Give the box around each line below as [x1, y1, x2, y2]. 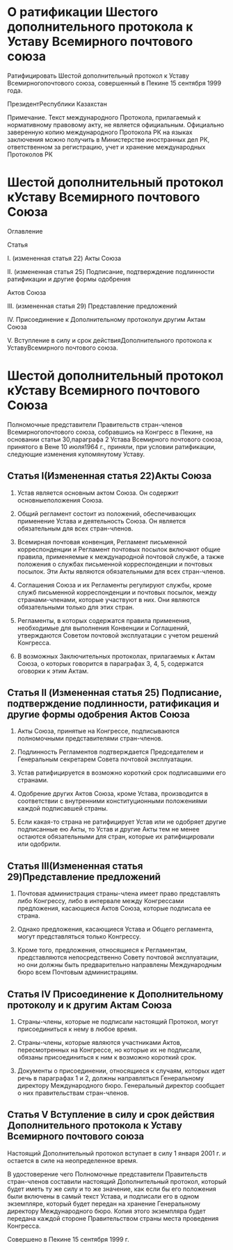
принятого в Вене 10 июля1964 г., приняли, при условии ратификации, [7, 442, 216, 451]
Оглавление [7, 227, 43, 235]
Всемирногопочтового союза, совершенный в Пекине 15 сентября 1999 [7, 79, 221, 87]
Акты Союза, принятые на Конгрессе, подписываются [17, 727, 179, 736]
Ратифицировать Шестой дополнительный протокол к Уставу [7, 71, 190, 80]
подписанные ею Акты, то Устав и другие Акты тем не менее [17, 825, 200, 834]
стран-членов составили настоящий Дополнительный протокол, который [7, 1177, 227, 1185]
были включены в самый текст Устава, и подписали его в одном [7, 1192, 200, 1200]
